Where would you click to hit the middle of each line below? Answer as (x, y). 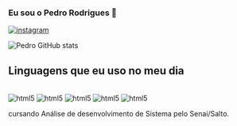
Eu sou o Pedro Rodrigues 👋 (62, 13)
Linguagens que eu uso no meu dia (96, 71)
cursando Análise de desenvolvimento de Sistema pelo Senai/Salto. (118, 114)
